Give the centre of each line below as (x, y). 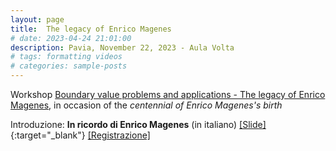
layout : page (37, 19)
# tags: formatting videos (66, 57)
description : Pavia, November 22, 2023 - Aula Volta (122, 47)
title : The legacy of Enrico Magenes (91, 29)
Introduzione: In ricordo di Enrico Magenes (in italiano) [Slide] (138, 124)
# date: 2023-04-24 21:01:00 (71, 38)
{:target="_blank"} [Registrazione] (80, 135)
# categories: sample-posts (69, 66)
